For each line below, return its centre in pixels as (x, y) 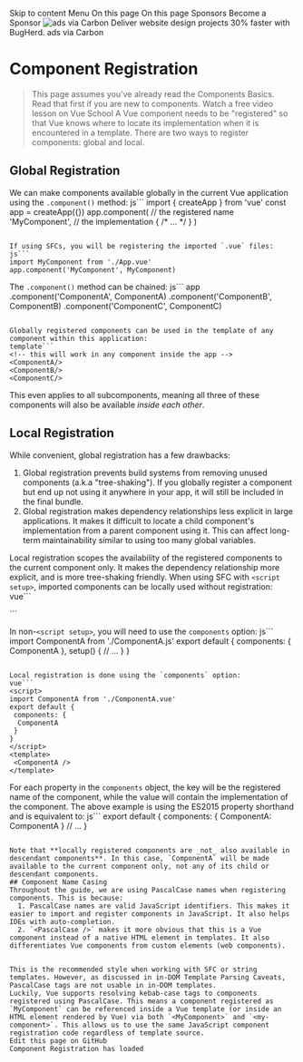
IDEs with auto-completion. (63, 921)
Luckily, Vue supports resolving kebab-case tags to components (133, 993)
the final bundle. (53, 502)
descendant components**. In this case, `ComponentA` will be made (140, 858)
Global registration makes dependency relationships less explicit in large (157, 511)
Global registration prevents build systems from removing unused (145, 473)
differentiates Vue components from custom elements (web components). (147, 945)
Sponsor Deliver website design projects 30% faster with (150, 23)
